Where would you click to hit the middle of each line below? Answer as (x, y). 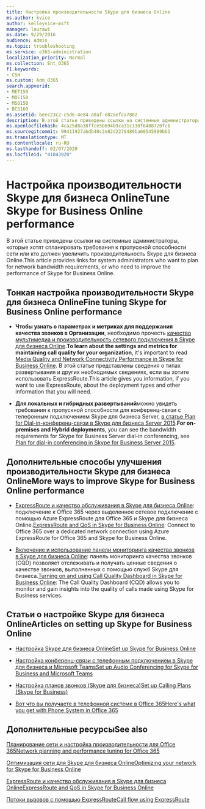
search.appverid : (28, 86)
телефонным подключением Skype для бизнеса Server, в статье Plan (105, 417)
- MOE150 (17, 97)
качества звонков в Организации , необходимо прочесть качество (103, 333)
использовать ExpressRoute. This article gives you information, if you (103, 379)
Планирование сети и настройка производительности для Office (91, 744)
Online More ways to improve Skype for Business (101, 481)
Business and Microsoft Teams (54, 673)
